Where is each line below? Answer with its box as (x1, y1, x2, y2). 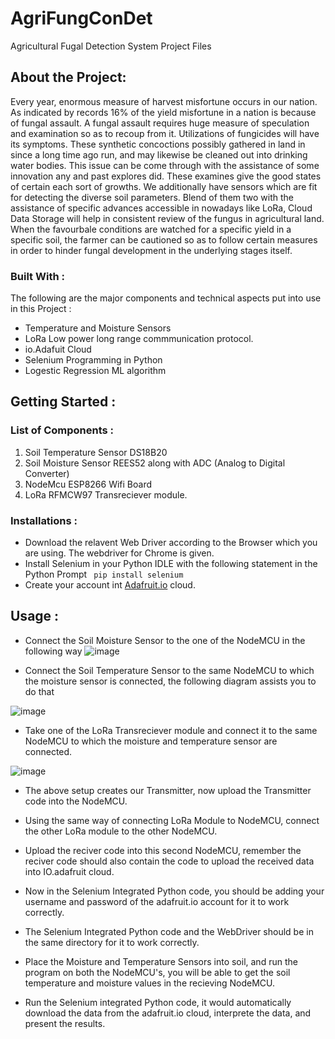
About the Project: (10, 69, 127, 86)
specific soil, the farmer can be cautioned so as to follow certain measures (10, 233, 318, 246)
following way (24, 645, 83, 657)
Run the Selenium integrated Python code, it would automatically (24, 996, 292, 1008)
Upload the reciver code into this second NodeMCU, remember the (24, 844, 302, 856)
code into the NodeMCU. (24, 795, 128, 807)
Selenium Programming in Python (24, 354, 163, 366)
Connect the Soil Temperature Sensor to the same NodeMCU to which (24, 664, 315, 676)
